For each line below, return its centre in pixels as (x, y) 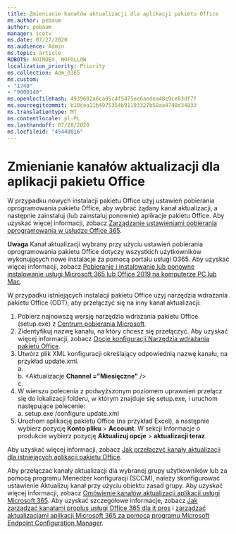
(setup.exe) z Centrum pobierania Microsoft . (82, 324)
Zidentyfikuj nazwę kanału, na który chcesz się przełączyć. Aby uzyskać (123, 331)
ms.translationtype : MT (42, 112)
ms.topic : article (34, 53)
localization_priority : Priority (56, 66)
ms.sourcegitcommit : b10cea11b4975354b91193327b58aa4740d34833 (102, 106)
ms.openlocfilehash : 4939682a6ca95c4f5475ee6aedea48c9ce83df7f (102, 99)
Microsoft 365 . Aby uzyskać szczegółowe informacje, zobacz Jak (103, 501)
